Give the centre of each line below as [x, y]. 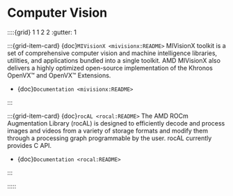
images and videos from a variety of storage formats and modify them [108, 130]
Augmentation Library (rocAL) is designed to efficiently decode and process [116, 123]
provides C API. [30, 145]
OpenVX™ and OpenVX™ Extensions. [59, 75]
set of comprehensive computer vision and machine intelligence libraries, [112, 53]
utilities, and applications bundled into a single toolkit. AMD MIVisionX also [114, 60]
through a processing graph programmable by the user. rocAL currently [110, 138]
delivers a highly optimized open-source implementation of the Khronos [110, 68]
